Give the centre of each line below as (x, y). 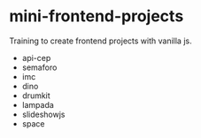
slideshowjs (43, 114)
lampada (38, 104)
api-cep (36, 57)
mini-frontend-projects (97, 16)
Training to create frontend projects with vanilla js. (100, 41)
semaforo (39, 67)
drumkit (36, 96)
